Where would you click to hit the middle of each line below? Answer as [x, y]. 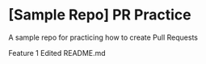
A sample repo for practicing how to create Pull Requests [103, 37]
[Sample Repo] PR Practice [100, 15]
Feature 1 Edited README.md [57, 53]
